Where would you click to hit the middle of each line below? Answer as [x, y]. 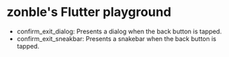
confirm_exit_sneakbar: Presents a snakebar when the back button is [117, 38]
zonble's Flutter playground [89, 12]
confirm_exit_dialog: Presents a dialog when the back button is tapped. [119, 31]
